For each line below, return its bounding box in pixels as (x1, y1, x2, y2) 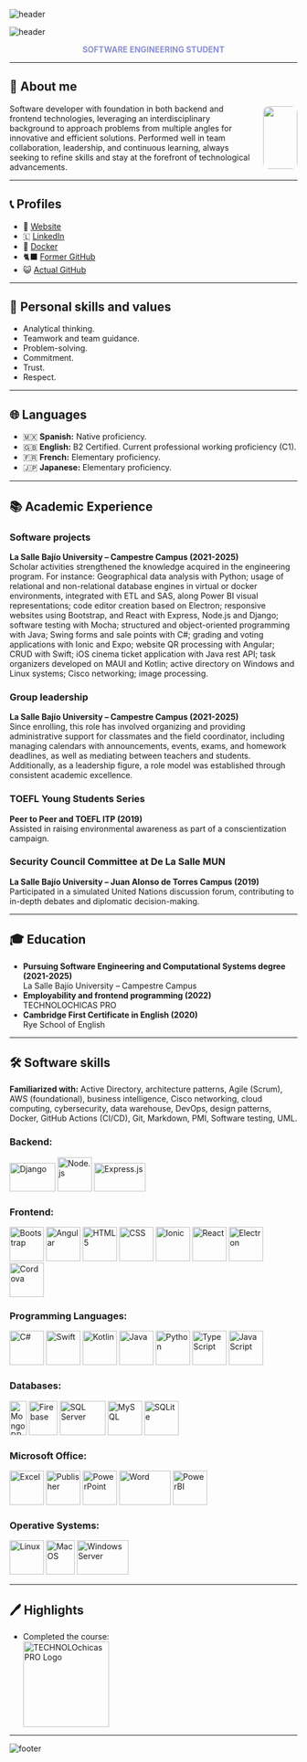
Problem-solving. (22, 343, 89, 353)
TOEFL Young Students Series (9, 793, 146, 806)
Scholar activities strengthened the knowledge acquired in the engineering (9, 561, 291, 572)
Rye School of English (22, 1018, 106, 1029)
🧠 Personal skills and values (9, 300, 172, 315)
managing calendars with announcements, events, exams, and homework (9, 741, 287, 752)
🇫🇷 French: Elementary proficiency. (22, 452, 162, 463)
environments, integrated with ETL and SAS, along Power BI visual (9, 590, 259, 601)
